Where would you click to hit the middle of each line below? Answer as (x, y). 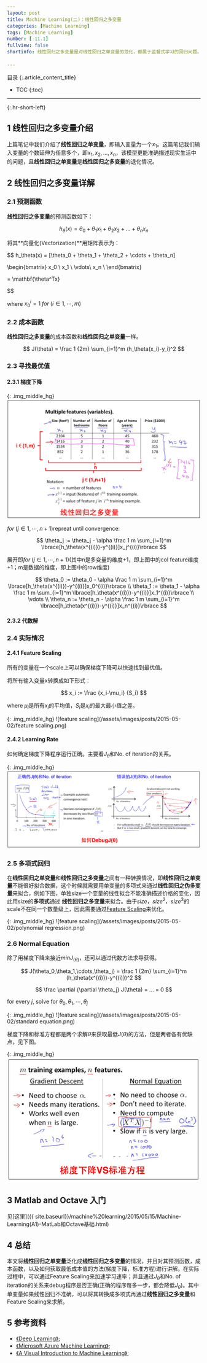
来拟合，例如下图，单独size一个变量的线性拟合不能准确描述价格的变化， (104, 893)
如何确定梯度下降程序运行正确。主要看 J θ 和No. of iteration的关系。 (91, 754)
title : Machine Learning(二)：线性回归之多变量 (64, 19)
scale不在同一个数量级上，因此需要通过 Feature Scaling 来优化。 (87, 908)
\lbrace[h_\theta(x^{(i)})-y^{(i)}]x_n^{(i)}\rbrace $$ (104, 606)
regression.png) (65, 928)
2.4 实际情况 (26, 638)
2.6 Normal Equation (38, 943)
